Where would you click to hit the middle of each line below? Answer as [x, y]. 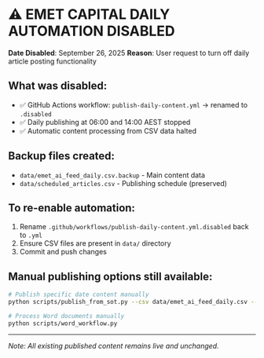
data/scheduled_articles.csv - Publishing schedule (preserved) [123, 183]
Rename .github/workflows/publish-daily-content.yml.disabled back [134, 227]
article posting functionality [52, 61]
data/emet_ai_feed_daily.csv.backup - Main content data [112, 175]
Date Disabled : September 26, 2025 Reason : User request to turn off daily [129, 53]
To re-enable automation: [72, 208]
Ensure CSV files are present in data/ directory [95, 243]
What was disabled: [58, 86]
